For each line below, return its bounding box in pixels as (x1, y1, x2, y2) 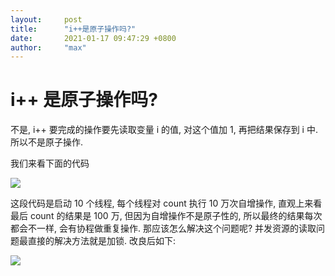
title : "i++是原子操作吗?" (10, 24, 137, 34)
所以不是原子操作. (10, 136, 84, 148)
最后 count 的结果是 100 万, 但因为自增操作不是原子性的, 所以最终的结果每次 (10, 210, 323, 222)
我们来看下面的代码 (10, 157, 90, 170)
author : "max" (10, 42, 87, 53)
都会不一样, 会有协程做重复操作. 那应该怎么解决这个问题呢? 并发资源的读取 (10, 222, 317, 235)
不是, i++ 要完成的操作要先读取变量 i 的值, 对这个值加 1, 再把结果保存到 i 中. (10, 124, 318, 136)
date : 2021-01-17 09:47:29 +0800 (10, 33, 177, 43)
